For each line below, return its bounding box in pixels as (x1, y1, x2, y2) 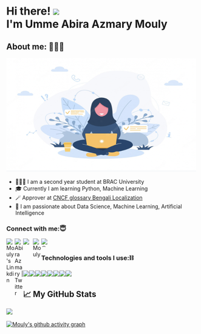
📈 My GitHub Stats (23, 289, 97, 299)
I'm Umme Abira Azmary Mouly (6, 17, 168, 31)
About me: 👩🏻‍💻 (6, 41, 65, 52)
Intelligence (15, 209, 44, 217)
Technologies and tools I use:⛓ (41, 254, 134, 262)
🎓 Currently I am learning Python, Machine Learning (15, 185, 148, 192)
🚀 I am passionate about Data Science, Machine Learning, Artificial (15, 203, 182, 210)
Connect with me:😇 (6, 224, 67, 232)
